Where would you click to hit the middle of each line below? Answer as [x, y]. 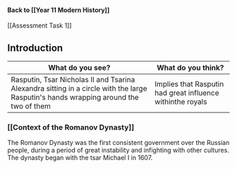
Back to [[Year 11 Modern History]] [59, 10]
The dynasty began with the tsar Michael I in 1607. [80, 158]
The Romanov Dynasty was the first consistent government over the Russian [119, 143]
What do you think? [190, 68]
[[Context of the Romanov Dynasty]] [71, 127]
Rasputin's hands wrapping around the [75, 98]
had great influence [187, 93]
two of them [31, 106]
